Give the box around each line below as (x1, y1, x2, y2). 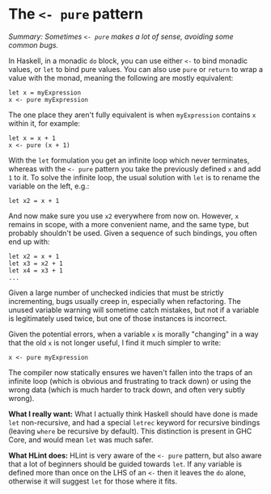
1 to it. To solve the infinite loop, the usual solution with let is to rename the (8, 172, 260, 182)
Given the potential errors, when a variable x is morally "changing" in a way (8, 329, 259, 339)
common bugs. (8, 40, 59, 49)
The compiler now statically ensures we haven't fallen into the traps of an (8, 367, 253, 377)
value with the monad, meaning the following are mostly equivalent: (8, 73, 234, 82)
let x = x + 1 (8, 134, 57, 142)
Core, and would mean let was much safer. (8, 434, 154, 445)
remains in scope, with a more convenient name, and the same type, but (8, 219, 249, 229)
